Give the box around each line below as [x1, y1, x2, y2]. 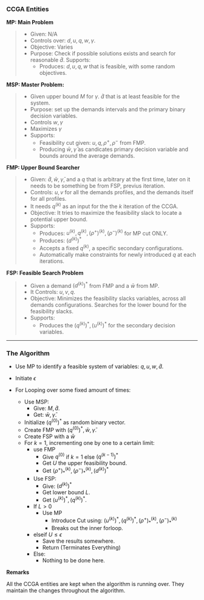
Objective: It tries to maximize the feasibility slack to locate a [30, 209, 182, 216]
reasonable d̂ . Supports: [30, 57, 91, 64]
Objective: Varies [30, 43, 73, 51]
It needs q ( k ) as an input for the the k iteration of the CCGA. [30, 201, 178, 210]
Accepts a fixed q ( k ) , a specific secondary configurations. [39, 243, 184, 251]
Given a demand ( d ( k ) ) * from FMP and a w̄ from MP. [30, 281, 160, 289]
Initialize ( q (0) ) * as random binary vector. [24, 417, 126, 426]
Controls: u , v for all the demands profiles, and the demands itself [30, 188, 194, 196]
